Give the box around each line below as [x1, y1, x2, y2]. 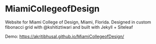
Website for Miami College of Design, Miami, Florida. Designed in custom [5, 19, 152, 25]
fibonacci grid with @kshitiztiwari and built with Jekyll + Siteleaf [5, 24, 133, 30]
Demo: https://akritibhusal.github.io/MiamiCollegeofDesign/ [5, 33, 124, 39]
